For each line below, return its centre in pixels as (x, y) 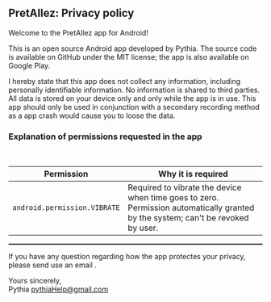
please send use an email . (52, 265)
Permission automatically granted (191, 208)
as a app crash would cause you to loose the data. (92, 115)
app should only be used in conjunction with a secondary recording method (134, 107)
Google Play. (29, 65)
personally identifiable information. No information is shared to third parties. (134, 90)
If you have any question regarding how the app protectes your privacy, (127, 257)
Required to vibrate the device (185, 187)
